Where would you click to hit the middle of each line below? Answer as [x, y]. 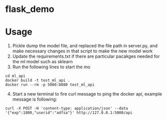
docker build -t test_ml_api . [38, 81]
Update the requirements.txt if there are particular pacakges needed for [86, 56]
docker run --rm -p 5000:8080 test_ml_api [50, 85]
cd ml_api [15, 76]
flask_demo [30, 9]
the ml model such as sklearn [43, 62]
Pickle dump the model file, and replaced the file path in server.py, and [85, 46]
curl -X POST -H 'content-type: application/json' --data [67, 109]
